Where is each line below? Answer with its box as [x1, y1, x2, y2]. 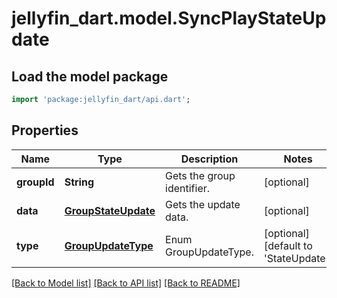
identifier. [165, 181, 211, 195]
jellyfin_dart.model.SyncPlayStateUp [11, 7, 327, 30]
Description [180, 152, 239, 166]
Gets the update [165, 197, 241, 211]
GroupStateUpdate [64, 203, 156, 217]
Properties [11, 122, 79, 139]
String [64, 175, 94, 189]
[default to [263, 238, 313, 252]
